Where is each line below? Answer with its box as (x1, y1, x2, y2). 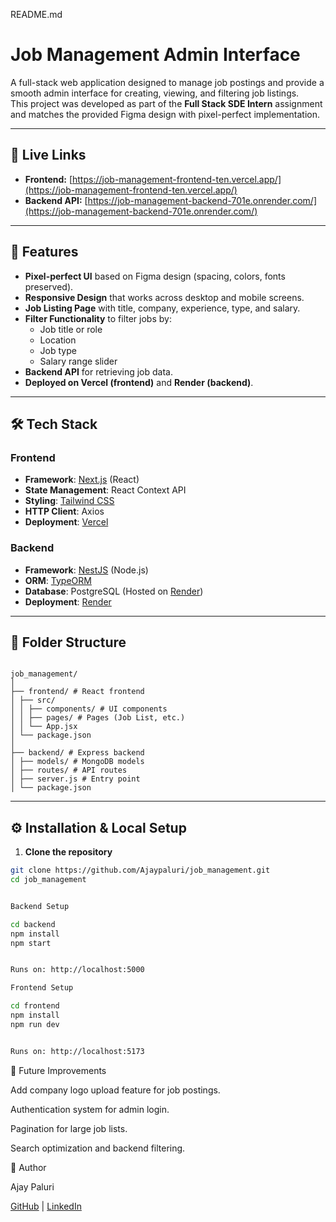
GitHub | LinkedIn (10, 1200, 82, 1212)
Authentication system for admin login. (10, 1103, 170, 1115)
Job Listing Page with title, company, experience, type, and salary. (24, 302, 301, 314)
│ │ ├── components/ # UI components (10, 704, 168, 714)
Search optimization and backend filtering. (10, 1142, 186, 1154)
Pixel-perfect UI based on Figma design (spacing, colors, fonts (24, 270, 286, 282)
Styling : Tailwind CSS (24, 495, 115, 507)
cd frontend (10, 1001, 60, 1011)
